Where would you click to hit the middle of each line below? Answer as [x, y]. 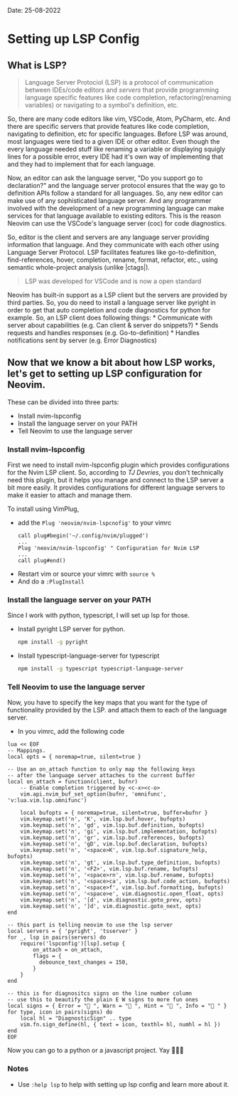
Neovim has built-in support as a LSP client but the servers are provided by [117, 295]
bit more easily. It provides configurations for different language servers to [116, 488]
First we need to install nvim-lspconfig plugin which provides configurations [118, 465]
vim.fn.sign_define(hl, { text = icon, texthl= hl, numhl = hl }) [120, 1025]
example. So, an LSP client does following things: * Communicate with [110, 317]
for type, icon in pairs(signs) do [60, 1012]
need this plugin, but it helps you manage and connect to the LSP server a [115, 480]
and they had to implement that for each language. [81, 164]
